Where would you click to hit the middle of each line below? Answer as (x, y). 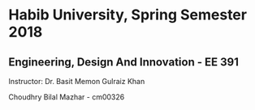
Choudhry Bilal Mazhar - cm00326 (67, 97)
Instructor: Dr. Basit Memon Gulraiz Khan (77, 81)
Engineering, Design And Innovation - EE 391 (124, 62)
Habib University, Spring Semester (128, 15)
